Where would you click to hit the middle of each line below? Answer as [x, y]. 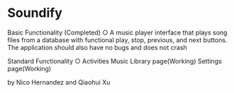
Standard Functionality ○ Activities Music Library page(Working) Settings [115, 61]
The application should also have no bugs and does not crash [97, 47]
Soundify [35, 13]
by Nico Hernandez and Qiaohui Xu [59, 82]
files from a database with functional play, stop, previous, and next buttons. [117, 39]
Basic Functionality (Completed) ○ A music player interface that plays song [117, 32]
